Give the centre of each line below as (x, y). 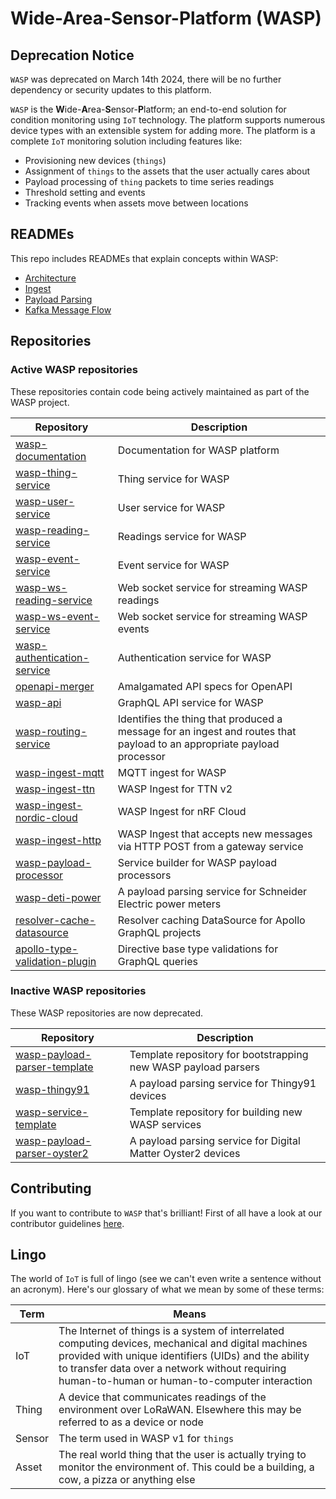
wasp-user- (45, 501)
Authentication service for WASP (194, 657)
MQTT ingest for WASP (172, 772)
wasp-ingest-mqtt (60, 772)
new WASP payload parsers (195, 1067)
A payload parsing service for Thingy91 (223, 1083)
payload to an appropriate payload (198, 744)
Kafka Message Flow (68, 309)
